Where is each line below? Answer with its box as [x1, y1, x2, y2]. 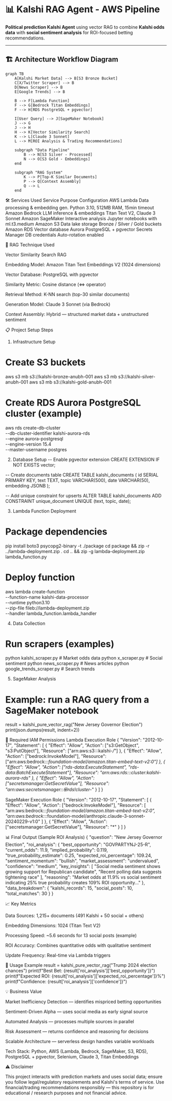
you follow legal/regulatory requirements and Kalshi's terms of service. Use [5, 1079, 165, 1085]
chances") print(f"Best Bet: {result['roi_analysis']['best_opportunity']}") [5, 968, 155, 974]
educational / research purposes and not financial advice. [5, 1090, 127, 1096]
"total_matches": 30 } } [5, 891, 54, 897]
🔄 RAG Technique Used [5, 241, 55, 248]
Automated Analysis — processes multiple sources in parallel [5, 1019, 135, 1025]
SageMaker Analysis [12, 676, 56, 682]
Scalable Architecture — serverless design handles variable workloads [5, 1039, 155, 1045]
